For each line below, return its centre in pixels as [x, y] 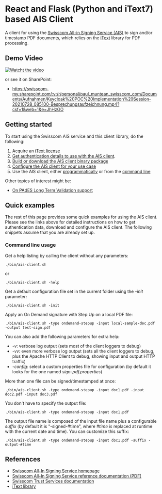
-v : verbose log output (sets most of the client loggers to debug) [76, 346]
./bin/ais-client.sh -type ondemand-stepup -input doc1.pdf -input [75, 390]
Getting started [29, 125]
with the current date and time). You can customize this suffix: [67, 431]
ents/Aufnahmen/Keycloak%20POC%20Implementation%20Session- [81, 99]
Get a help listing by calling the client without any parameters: [67, 255]
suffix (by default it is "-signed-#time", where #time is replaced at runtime [79, 426]
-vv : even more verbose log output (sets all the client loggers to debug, [83, 351]
